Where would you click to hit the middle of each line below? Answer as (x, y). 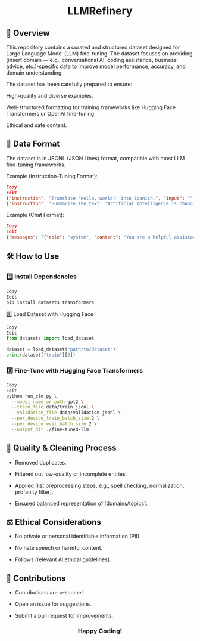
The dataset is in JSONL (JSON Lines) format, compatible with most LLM (96, 158)
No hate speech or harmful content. (59, 548)
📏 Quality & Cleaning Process (61, 448)
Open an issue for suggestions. (53, 604)
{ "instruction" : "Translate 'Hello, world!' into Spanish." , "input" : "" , (101, 198)
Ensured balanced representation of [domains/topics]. (81, 503)
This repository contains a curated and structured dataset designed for (93, 47)
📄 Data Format (33, 144)
